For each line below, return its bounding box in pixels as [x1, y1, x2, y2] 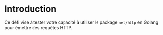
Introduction [4, 3, 57, 15]
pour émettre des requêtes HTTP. [4, 24, 73, 30]
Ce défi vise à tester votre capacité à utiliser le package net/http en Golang [4, 19, 159, 25]
